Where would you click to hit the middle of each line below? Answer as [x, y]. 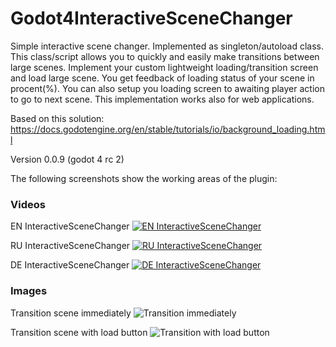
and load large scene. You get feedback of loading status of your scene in [162, 78]
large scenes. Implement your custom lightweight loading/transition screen [164, 67]
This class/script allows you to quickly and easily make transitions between [165, 56]
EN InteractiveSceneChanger [70, 226]
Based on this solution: [57, 118]
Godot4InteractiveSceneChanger [151, 18]
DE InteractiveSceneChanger [70, 265]
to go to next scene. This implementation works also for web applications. [162, 99]
